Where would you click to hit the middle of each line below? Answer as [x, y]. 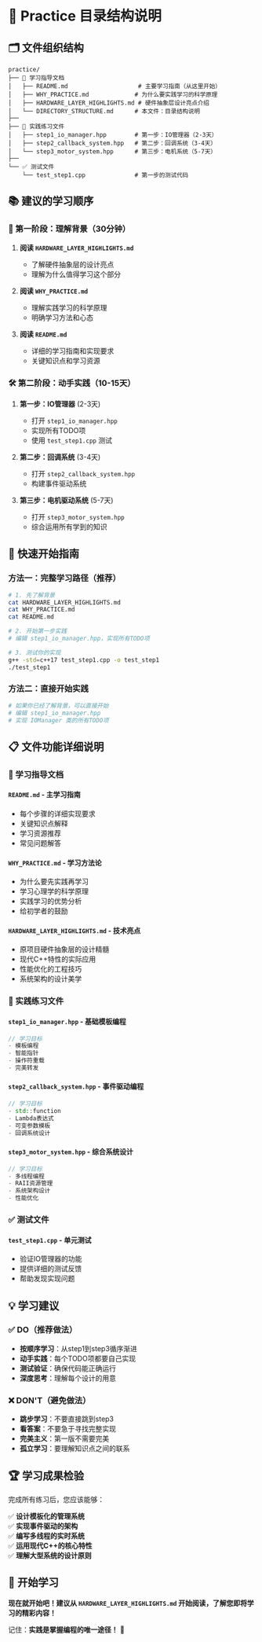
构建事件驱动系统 [59, 483]
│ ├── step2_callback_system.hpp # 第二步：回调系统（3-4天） [113, 143]
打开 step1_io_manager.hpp [74, 421]
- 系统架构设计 [29, 1191]
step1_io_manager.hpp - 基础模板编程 [67, 1021]
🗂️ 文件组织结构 [46, 48]
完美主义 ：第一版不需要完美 [64, 1438]
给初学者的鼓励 [44, 911]
